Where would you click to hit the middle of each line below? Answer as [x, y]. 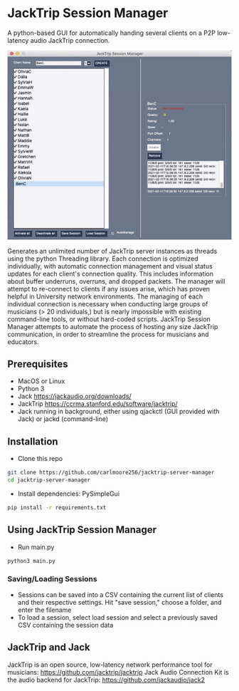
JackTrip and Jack [49, 647]
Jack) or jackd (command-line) [63, 419]
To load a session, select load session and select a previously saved [118, 617]
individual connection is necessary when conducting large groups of [108, 303]
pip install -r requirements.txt [57, 507]
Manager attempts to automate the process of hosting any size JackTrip [113, 326]
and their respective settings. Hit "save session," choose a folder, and [119, 602]
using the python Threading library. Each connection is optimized [103, 259]
